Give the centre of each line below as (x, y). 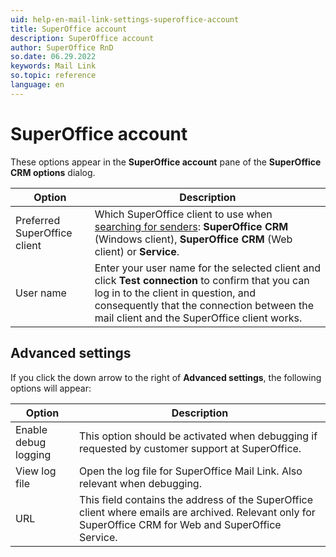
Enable (31, 429)
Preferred (38, 220)
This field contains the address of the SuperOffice (196, 499)
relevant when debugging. (140, 483)
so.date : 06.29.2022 (53, 57)
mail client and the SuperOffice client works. (198, 318)
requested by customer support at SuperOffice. (190, 448)
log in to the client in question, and (175, 293)
